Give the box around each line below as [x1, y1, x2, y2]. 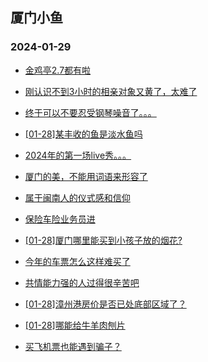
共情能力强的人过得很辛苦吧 [24, 276, 140, 288]
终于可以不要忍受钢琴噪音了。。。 [24, 106, 157, 118]
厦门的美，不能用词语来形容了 [24, 170, 148, 182]
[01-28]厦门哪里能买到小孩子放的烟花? [24, 234, 183, 246]
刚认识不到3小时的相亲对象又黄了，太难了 [24, 85, 198, 97]
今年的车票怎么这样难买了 [24, 255, 131, 267]
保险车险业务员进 [24, 213, 96, 225]
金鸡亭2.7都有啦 [24, 64, 92, 76]
